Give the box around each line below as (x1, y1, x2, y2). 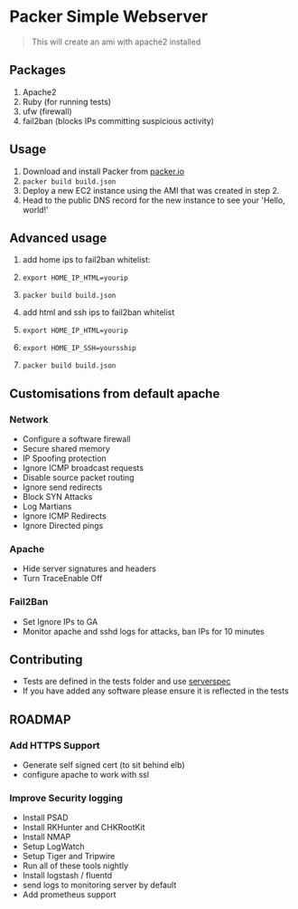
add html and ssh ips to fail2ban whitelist (22, 307, 175, 318)
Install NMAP (22, 831, 71, 843)
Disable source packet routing (22, 473, 135, 483)
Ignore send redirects (22, 482, 103, 493)
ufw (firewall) (22, 106, 72, 117)
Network (9, 413, 49, 426)
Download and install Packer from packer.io (22, 166, 185, 177)
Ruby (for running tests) (22, 96, 111, 107)
